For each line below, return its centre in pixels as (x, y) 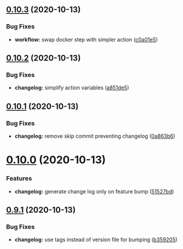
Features (19, 179)
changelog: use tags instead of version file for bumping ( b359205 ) (96, 240)
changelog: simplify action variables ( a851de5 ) (72, 88)
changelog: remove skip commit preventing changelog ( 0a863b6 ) (95, 136)
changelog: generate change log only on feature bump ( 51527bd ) (94, 191)
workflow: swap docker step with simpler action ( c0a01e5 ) (86, 39)
